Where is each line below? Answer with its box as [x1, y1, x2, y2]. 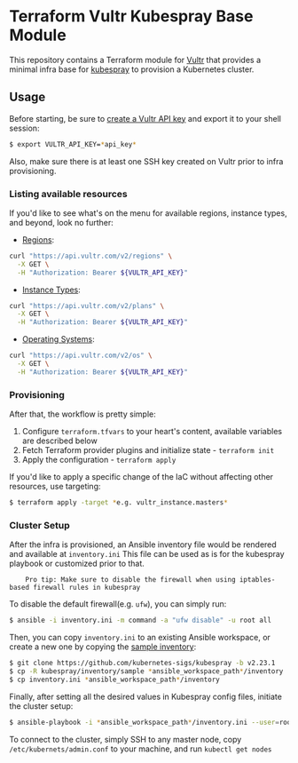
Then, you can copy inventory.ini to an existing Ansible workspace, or [9, 632, 271, 643]
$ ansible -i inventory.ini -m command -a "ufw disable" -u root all [9, 616, 272, 625]
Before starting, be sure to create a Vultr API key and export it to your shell [9, 113, 282, 123]
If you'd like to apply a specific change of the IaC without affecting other [9, 472, 273, 482]
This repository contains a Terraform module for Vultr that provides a [9, 54, 262, 65]
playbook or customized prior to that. [9, 558, 145, 569]
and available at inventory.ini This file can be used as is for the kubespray [9, 549, 286, 560]
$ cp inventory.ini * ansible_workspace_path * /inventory [9, 675, 220, 684]
